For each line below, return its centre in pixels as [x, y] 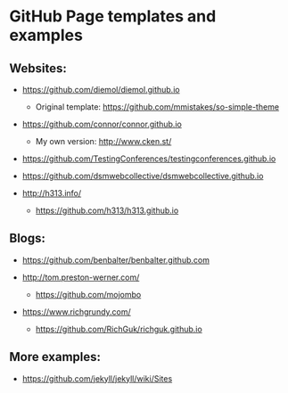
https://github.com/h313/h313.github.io [107, 210]
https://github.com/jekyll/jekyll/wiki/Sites [97, 378]
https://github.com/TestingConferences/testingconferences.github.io [149, 159]
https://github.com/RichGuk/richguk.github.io [119, 329]
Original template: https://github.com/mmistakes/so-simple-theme [157, 107]
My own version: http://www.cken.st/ [103, 141]
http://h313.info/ [52, 193]
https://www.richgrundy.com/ [76, 311]
